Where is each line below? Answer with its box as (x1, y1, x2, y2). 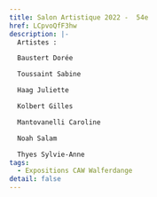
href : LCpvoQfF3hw (9, 21, 77, 30)
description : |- (9, 29, 69, 38)
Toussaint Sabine (17, 70, 82, 79)
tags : (9, 158, 29, 167)
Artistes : (17, 37, 58, 47)
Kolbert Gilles (17, 102, 74, 111)
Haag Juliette (17, 86, 69, 95)
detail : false (9, 175, 62, 184)
